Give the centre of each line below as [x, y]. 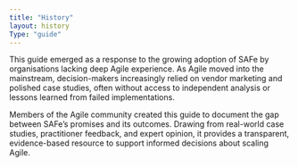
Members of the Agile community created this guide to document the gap [144, 115]
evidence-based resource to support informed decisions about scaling [139, 143]
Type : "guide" [36, 34]
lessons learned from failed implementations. [92, 97]
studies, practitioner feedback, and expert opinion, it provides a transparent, [149, 134]
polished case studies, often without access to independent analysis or [140, 88]
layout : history [39, 26]
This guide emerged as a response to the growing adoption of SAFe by [139, 60]
